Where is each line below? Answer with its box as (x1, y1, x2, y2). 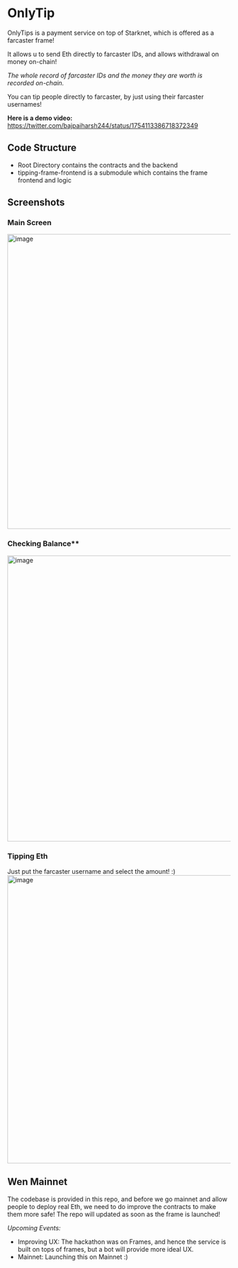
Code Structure (7, 142, 76, 154)
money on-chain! (7, 57, 57, 65)
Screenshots (7, 197, 65, 209)
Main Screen (7, 218, 52, 228)
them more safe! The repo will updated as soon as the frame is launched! (7, 1210, 221, 1218)
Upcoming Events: (7, 1223, 62, 1232)
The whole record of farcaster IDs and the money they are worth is (7, 71, 203, 80)
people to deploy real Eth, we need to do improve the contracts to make (7, 1202, 217, 1210)
